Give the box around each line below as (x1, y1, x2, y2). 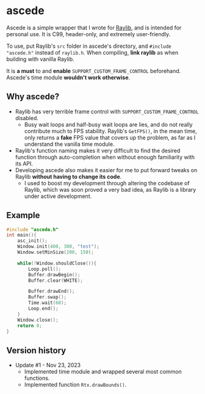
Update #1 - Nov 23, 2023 (15, 362, 81, 369)
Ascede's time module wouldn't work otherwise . (6, 74, 131, 81)
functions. (24, 374, 50, 382)
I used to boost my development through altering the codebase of (24, 179, 190, 187)
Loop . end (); (28, 306, 59, 312)
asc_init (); (17, 238, 48, 244)
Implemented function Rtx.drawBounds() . (24, 381, 127, 388)
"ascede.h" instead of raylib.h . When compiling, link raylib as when (6, 48, 179, 56)
